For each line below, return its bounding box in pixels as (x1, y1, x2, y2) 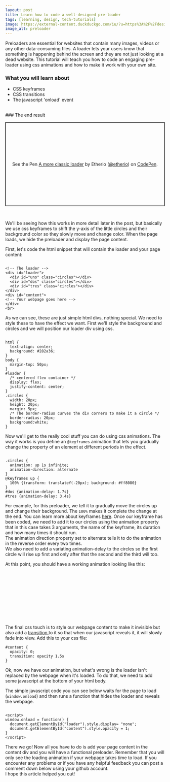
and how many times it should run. (5, 530, 77, 536)
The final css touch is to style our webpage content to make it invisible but (5, 624, 160, 630)
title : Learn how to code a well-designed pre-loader (5, 12, 121, 17)
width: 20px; (10, 398, 37, 403)
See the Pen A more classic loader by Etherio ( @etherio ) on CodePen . (12, 161, 158, 168)
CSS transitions (12, 91, 45, 97)
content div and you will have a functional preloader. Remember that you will (5, 750, 164, 756)
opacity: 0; (10, 649, 35, 655)
